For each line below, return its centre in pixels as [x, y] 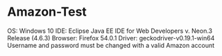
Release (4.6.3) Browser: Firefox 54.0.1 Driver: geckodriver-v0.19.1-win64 [111, 38]
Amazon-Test [47, 12]
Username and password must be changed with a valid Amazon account [111, 45]
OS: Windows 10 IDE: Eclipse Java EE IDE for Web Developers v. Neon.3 [110, 31]
